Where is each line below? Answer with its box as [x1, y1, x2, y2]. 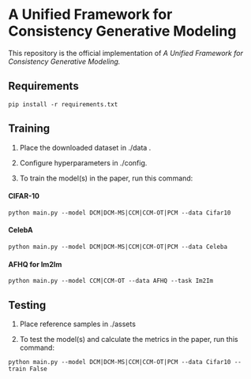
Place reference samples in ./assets [19, 319, 137, 329]
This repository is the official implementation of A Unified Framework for [8, 48, 243, 58]
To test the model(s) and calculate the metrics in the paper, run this [19, 334, 238, 344]
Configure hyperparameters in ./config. [19, 158, 148, 167]
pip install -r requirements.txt [8, 100, 118, 108]
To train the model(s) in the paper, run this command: [19, 173, 193, 183]
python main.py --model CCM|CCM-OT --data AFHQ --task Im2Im [8, 277, 214, 285]
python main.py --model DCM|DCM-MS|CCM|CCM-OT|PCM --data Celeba [8, 243, 227, 251]
